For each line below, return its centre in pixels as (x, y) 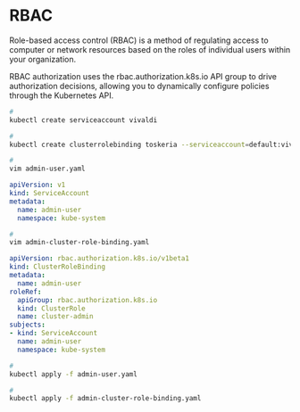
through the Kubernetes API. (62, 95)
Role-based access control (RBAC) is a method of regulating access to (139, 40)
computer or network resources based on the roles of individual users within (150, 49)
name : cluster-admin (55, 317)
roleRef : (25, 292)
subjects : (28, 325)
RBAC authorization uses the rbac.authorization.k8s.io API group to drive (143, 76)
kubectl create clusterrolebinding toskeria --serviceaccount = (129, 144)
